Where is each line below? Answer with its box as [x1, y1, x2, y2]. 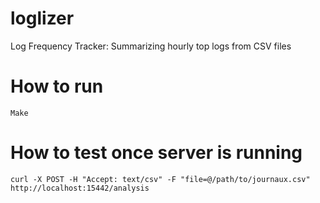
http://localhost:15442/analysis [10, 183, 150, 193]
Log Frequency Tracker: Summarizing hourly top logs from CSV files [10, 40, 292, 52]
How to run [10, 75, 104, 98]
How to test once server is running [10, 142, 303, 164]
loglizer [10, 7, 75, 30]
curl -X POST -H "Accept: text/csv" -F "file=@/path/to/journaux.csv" [10, 174, 311, 184]
